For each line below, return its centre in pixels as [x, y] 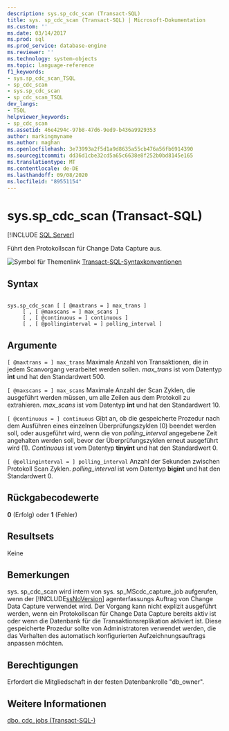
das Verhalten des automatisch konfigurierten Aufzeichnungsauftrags [107, 636]
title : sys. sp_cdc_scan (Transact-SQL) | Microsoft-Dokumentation [107, 20]
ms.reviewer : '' [30, 53]
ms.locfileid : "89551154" [44, 181]
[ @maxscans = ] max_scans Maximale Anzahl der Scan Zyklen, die [101, 390]
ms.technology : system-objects [52, 59]
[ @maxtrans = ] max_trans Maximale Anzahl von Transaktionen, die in [108, 362]
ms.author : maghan [34, 143]
